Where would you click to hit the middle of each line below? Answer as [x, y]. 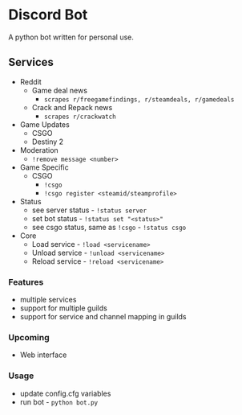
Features [26, 281]
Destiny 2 [48, 142]
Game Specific [44, 167]
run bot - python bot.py [59, 402]
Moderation [39, 150]
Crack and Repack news [72, 107]
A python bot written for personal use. [71, 37]
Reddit [30, 81]
